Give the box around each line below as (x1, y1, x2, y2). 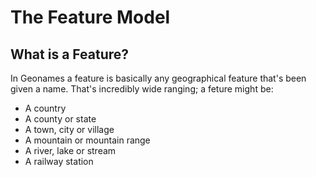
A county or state (24, 113, 97, 125)
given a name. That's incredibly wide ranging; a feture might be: (10, 83, 274, 95)
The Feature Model (10, 6, 171, 29)
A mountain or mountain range (24, 134, 151, 146)
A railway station (24, 156, 94, 167)
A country (24, 102, 67, 114)
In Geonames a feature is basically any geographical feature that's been (10, 72, 307, 84)
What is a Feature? (10, 46, 129, 63)
